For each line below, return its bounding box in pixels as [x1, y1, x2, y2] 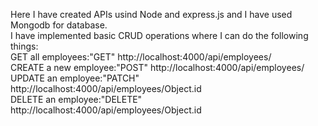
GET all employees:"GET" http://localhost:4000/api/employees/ [10, 51, 272, 63]
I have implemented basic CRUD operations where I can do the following [10, 30, 309, 41]
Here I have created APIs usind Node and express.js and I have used [10, 9, 293, 20]
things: [10, 40, 39, 52]
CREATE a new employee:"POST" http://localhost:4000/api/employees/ [10, 62, 305, 73]
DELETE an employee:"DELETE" [10, 94, 143, 105]
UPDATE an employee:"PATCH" [10, 72, 140, 84]
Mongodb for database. [10, 19, 108, 31]
